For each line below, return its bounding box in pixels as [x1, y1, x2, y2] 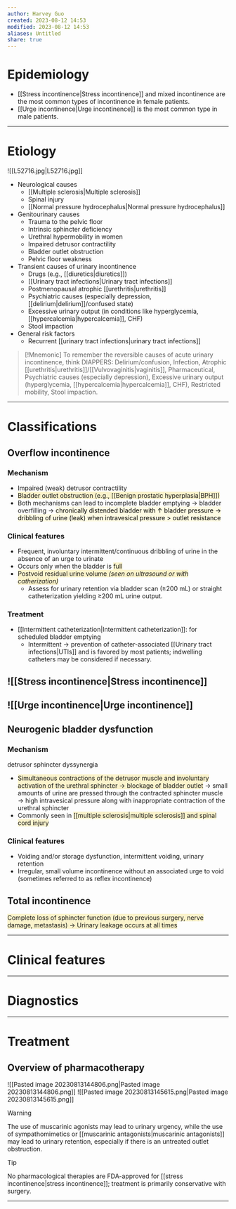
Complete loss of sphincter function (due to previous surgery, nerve [7, 913, 204, 922]
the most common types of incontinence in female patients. [17, 98, 190, 106]
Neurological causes [17, 180, 77, 188]
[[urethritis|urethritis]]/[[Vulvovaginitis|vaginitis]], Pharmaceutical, [24, 366, 216, 374]
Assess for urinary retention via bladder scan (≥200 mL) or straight [27, 584, 223, 593]
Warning [7, 1109, 32, 1117]
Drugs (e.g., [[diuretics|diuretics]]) [27, 270, 128, 278]
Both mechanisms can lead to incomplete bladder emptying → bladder [17, 498, 222, 507]
